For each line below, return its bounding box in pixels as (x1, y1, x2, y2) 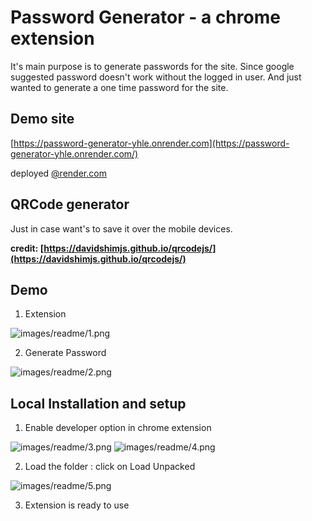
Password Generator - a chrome (10, 6, 281, 29)
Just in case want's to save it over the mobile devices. (10, 222, 233, 235)
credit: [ (10, 242, 45, 254)
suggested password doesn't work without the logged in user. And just (10, 71, 302, 83)
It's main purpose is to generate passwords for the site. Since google (10, 60, 295, 72)
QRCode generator (10, 196, 130, 213)
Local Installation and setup (10, 395, 187, 412)
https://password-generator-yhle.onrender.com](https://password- (13, 137, 290, 149)
